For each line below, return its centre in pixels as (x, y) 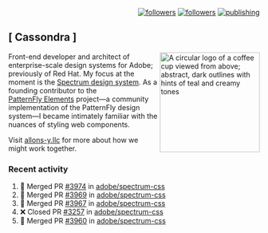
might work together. (43, 148)
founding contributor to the (53, 90)
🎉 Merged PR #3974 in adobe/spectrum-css (92, 187)
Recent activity (38, 169)
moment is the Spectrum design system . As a (83, 82)
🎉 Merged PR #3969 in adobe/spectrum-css (93, 195)
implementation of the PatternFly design (74, 107)
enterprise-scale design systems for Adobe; (81, 65)
